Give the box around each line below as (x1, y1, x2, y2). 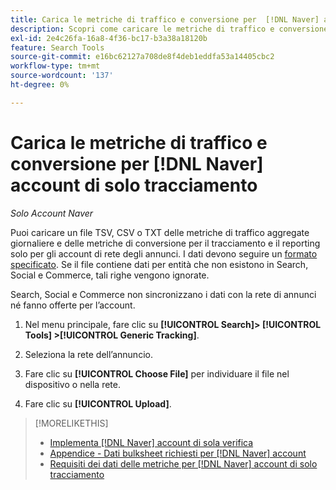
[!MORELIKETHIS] (34, 417, 109, 429)
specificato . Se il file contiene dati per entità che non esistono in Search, (10, 258, 309, 270)
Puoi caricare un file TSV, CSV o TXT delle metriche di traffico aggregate (10, 226, 310, 238)
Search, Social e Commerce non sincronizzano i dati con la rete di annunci (10, 288, 317, 300)
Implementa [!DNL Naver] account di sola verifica (49, 436, 254, 448)
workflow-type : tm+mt (10, 61, 101, 71)
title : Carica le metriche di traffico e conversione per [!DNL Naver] (10, 14, 320, 25)
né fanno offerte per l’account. (10, 299, 136, 311)
